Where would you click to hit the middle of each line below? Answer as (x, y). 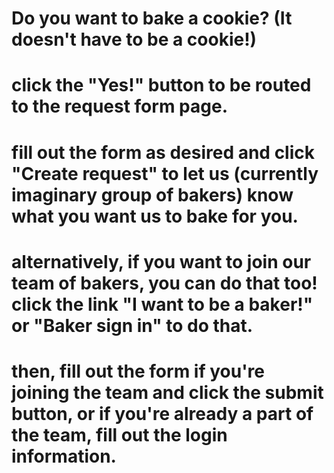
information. (64, 456)
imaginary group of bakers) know (152, 194)
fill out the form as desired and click (163, 152)
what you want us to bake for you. (155, 216)
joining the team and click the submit (167, 392)
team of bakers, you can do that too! (164, 283)
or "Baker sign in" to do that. (132, 325)
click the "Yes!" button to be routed (161, 85)
